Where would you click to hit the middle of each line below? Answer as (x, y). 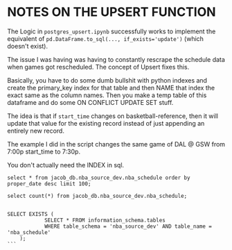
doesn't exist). (28, 46)
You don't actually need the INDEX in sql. (66, 165)
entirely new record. (36, 131)
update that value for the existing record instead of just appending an (106, 123)
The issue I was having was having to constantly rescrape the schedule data (116, 59)
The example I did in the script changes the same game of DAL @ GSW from (116, 144)
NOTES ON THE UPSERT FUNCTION (111, 12)
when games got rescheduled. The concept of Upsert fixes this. (98, 67)
